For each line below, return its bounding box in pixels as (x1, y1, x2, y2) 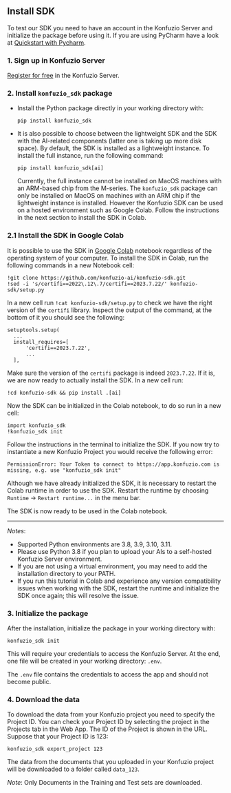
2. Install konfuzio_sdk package (7, 89, 113, 99)
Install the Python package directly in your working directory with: (16, 104, 204, 112)
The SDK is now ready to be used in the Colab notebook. (7, 506, 168, 515)
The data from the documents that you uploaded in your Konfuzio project (7, 758, 214, 766)
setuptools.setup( (7, 327, 60, 333)
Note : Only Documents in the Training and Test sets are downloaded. (7, 779, 203, 787)
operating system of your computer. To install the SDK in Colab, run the (7, 254, 209, 262)
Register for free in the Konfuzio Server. (7, 72, 120, 80)
